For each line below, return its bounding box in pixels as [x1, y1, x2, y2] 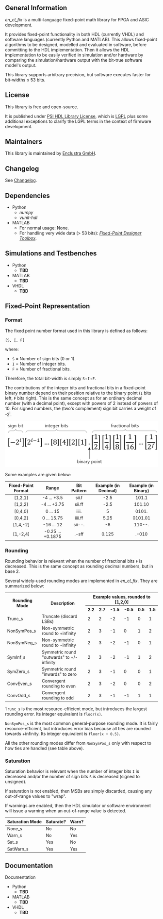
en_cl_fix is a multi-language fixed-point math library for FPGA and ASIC [5, 17, 149, 22]
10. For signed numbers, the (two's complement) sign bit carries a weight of [5, 405, 157, 411]
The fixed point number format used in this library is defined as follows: [5, 328, 148, 334]
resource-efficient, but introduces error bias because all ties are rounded [5, 725, 151, 731]
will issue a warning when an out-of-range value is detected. [5, 808, 127, 814]
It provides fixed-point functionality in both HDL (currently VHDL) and [5, 31, 144, 37]
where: [5, 346, 19, 352]
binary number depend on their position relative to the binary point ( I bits [5, 390, 151, 396]
